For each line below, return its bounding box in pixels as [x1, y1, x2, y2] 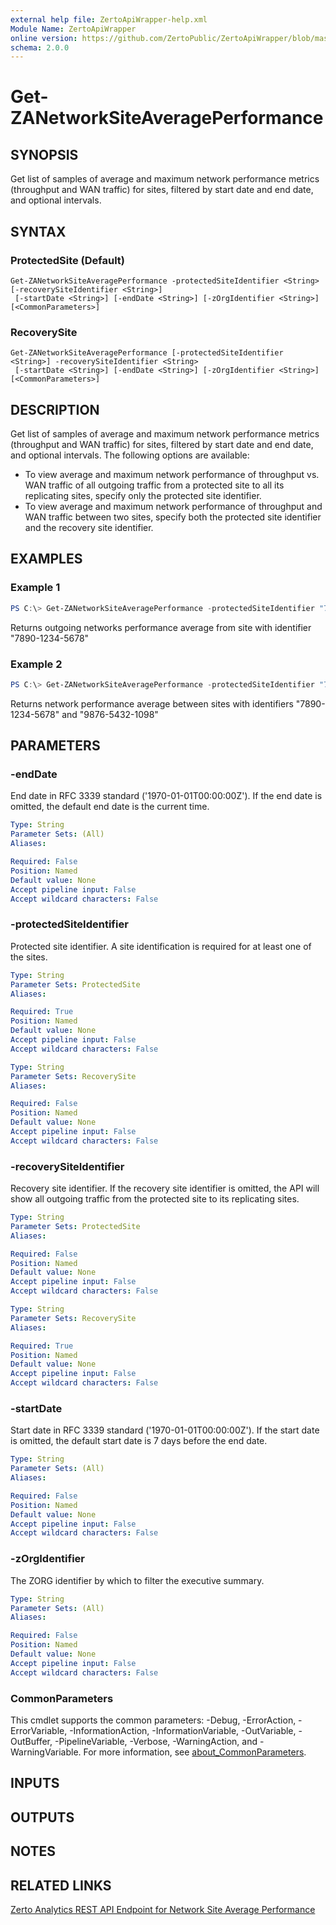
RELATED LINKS [10, 1877, 112, 1894]
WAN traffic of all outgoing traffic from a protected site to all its [24, 479, 285, 491]
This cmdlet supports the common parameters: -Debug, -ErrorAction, [10, 1714, 297, 1726]
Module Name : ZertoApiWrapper [10, 24, 137, 34]
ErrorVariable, [10, 1724, 68, 1736]
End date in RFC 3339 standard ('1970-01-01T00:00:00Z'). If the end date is [10, 790, 323, 802]
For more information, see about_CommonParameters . [83, 1746, 307, 1758]
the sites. [10, 951, 48, 963]
